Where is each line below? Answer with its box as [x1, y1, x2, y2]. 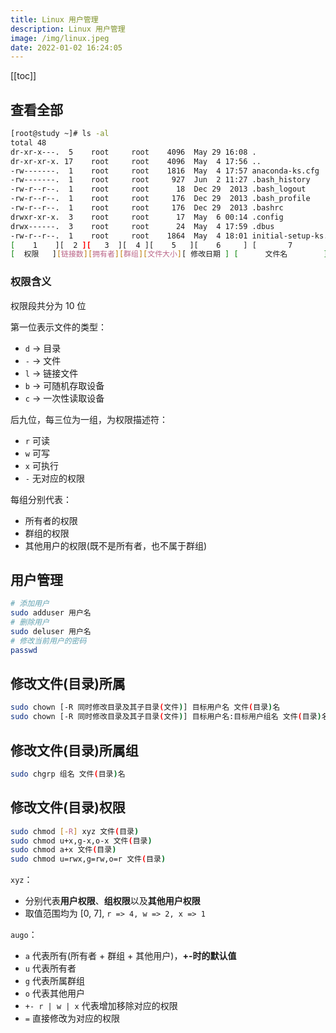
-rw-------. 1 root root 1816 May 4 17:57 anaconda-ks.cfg [10, 166, 320, 176]
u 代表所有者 [24, 962, 77, 975]
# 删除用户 [10, 617, 50, 628]
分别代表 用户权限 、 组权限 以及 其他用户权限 [24, 895, 201, 907]
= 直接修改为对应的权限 [24, 1012, 120, 1025]
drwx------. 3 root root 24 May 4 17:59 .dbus [10, 221, 275, 231]
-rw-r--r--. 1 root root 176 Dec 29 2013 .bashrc [10, 203, 284, 213]
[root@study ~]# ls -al [10, 129, 110, 139]
